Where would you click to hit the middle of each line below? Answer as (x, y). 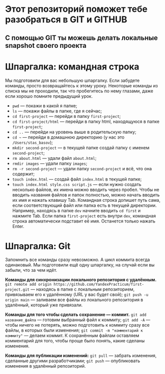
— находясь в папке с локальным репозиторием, (82, 289)
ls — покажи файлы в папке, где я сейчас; (57, 111)
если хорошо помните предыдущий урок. (49, 96)
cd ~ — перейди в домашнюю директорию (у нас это (68, 137)
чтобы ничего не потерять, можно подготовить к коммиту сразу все (77, 325)
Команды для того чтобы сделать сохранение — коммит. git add (76, 315)
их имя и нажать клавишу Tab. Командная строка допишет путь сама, (86, 200)
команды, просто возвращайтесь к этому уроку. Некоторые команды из (82, 85)
